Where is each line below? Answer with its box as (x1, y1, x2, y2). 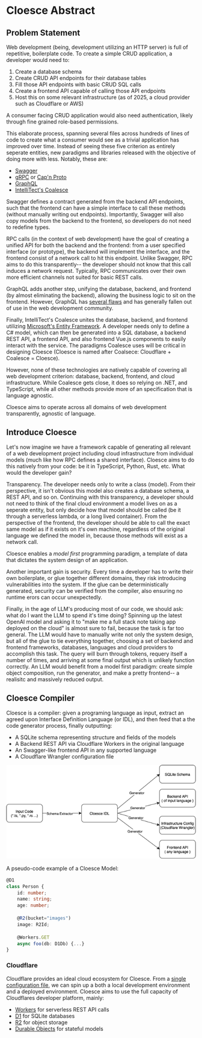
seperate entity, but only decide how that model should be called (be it (6, 506, 182, 513)
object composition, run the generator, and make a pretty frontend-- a (6, 669, 180, 677)
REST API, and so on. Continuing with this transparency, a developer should (6, 493, 194, 501)
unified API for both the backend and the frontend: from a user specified (6, 242, 185, 249)
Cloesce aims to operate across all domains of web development (6, 404, 167, 410)
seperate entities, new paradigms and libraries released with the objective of (6, 149, 196, 156)
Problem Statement (6, 28, 81, 38)
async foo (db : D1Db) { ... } (17, 940, 85, 946)
